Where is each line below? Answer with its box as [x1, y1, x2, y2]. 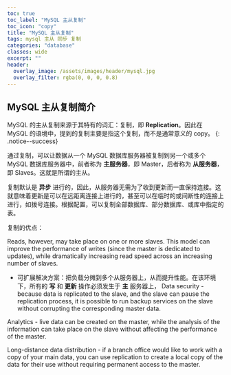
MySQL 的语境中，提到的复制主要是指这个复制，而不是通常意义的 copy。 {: [7, 129, 220, 138]
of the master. [7, 332, 47, 341]
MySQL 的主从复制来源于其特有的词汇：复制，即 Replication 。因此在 [7, 121, 203, 129]
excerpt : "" [7, 55, 41, 62]
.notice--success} [7, 137, 58, 145]
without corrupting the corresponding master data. [16, 304, 162, 313]
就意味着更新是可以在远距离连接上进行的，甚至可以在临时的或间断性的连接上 [7, 192, 224, 200]
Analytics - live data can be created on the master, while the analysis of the [7, 318, 221, 326]
